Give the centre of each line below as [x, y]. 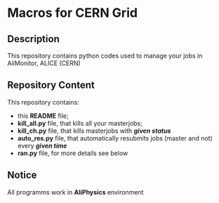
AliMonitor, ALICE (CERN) [44, 63]
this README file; [43, 116]
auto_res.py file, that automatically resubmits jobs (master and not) [115, 138]
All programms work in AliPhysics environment [75, 192]
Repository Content [51, 85]
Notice [22, 175]
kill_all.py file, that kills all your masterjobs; [80, 123]
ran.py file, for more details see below [73, 153]
